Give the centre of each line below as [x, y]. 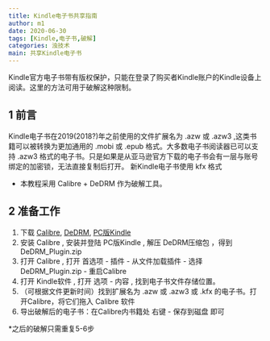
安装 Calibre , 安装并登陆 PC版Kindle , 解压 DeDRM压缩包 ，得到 [126, 242]
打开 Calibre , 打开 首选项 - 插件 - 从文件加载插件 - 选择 [111, 261]
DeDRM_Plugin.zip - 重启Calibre [73, 271]
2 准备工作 [34, 212]
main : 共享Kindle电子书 [45, 53]
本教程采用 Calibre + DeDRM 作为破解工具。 [93, 183]
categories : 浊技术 [39, 46]
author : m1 [27, 23]
